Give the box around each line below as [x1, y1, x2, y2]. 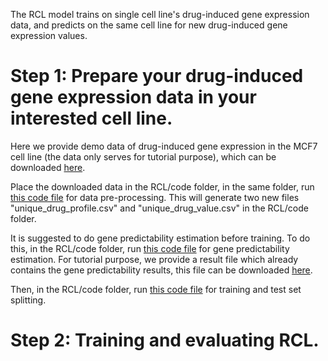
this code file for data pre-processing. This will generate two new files [10, 191, 300, 203]
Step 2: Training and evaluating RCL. [10, 329, 320, 352]
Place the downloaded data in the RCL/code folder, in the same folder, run [10, 180, 315, 193]
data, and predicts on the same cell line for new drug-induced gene [10, 19, 288, 31]
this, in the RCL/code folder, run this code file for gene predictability [10, 242, 290, 254]
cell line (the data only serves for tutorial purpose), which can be [10, 150, 277, 163]
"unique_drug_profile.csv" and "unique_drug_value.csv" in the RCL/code [10, 202, 309, 214]
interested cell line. [10, 107, 173, 130]
